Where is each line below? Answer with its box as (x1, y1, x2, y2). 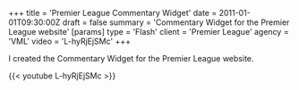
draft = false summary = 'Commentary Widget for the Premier (62, 17, 290, 28)
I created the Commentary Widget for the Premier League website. (8, 53, 254, 63)
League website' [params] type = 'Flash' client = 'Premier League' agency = (8, 27, 289, 37)
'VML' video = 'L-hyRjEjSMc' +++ (8, 36, 132, 46)
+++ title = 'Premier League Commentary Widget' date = (8, 8, 218, 18)
